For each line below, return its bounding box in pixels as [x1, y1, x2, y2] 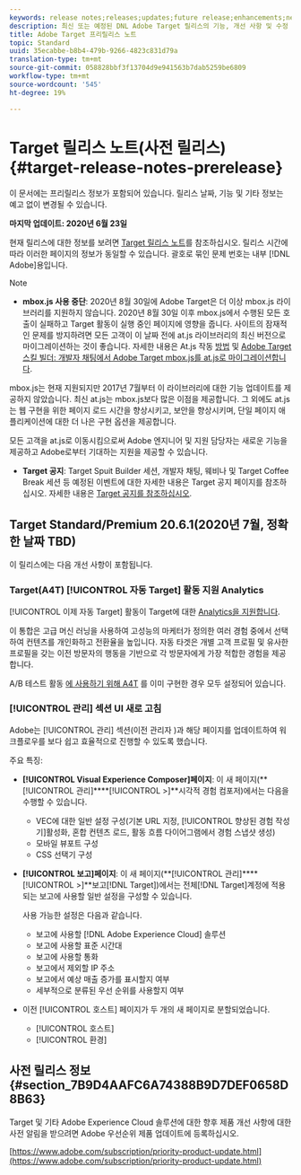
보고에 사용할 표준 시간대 [35, 940, 123, 951]
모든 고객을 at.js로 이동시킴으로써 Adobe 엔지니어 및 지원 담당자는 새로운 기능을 [9, 435, 288, 446]
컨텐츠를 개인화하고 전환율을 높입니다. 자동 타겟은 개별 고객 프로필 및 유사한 [25, 636, 289, 647]
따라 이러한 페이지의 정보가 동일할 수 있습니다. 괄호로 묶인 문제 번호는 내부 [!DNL [9, 249, 291, 259]
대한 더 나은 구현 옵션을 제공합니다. [55, 417, 177, 427]
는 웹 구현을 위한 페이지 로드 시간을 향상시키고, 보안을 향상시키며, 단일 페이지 [9, 405, 277, 416]
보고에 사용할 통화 [35, 951, 99, 961]
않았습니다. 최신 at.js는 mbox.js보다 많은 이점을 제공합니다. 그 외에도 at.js [32, 394, 291, 405]
